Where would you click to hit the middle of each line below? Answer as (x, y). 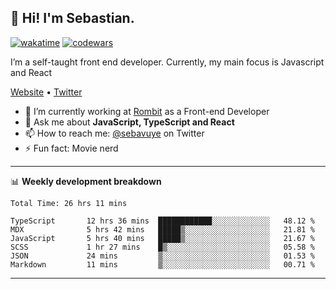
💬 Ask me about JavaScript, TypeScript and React (129, 122)
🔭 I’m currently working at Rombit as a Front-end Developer (147, 111)
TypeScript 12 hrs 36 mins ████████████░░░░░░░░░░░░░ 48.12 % (162, 221)
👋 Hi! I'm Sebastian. (72, 18)
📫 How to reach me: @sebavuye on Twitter (114, 133)
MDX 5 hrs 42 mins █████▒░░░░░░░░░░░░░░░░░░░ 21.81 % (162, 229)
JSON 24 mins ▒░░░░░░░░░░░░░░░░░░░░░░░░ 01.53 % (162, 256)
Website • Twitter (46, 92)
